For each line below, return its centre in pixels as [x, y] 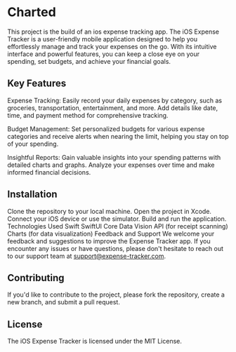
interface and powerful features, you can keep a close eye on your [104, 54]
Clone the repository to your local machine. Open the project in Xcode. [110, 211]
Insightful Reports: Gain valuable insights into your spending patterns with [114, 157]
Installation [32, 195]
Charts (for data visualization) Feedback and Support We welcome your [111, 233]
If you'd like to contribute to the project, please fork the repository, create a [116, 295]
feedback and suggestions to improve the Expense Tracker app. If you [109, 241]
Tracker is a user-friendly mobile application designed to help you [103, 39]
